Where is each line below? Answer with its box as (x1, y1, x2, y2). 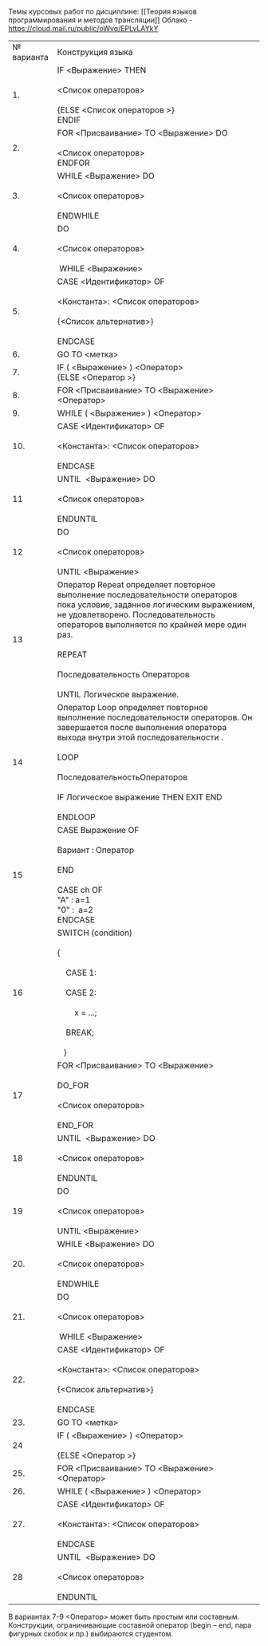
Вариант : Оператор (57, 845, 134, 855)
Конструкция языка (57, 47, 133, 57)
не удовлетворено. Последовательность (57, 610, 215, 620)
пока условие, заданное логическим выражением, (57, 599, 255, 610)
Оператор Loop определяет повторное (57, 702, 209, 712)
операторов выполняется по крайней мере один (57, 619, 247, 630)
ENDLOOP (57, 811, 96, 823)
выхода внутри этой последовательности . (57, 732, 223, 743)
